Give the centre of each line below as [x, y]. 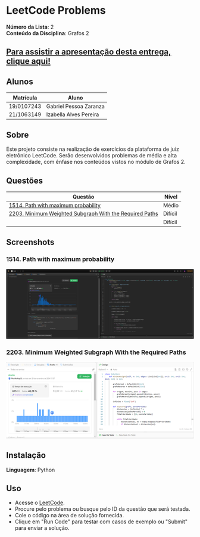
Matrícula [25, 97]
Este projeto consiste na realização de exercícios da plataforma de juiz [93, 149]
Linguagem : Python [31, 470]
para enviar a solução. [42, 528]
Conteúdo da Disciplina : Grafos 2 [48, 33]
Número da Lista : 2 [30, 27]
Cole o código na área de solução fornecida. [69, 516]
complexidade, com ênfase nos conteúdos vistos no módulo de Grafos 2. [96, 162]
